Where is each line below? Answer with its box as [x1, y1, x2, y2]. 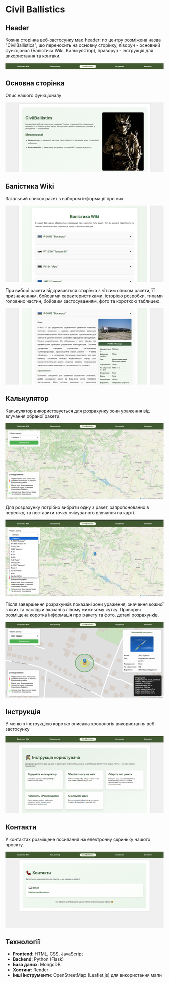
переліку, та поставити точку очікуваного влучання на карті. [5, 509, 136, 515]
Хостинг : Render [12, 967, 49, 973]
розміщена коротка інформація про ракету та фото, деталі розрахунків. [5, 612, 159, 618]
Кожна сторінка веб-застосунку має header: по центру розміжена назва [5, 37, 161, 43]
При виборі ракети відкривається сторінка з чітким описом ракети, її [5, 287, 155, 293]
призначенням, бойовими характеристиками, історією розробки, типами [5, 293, 163, 299]
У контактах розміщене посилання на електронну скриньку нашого [5, 836, 151, 842]
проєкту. [5, 841, 24, 848]
